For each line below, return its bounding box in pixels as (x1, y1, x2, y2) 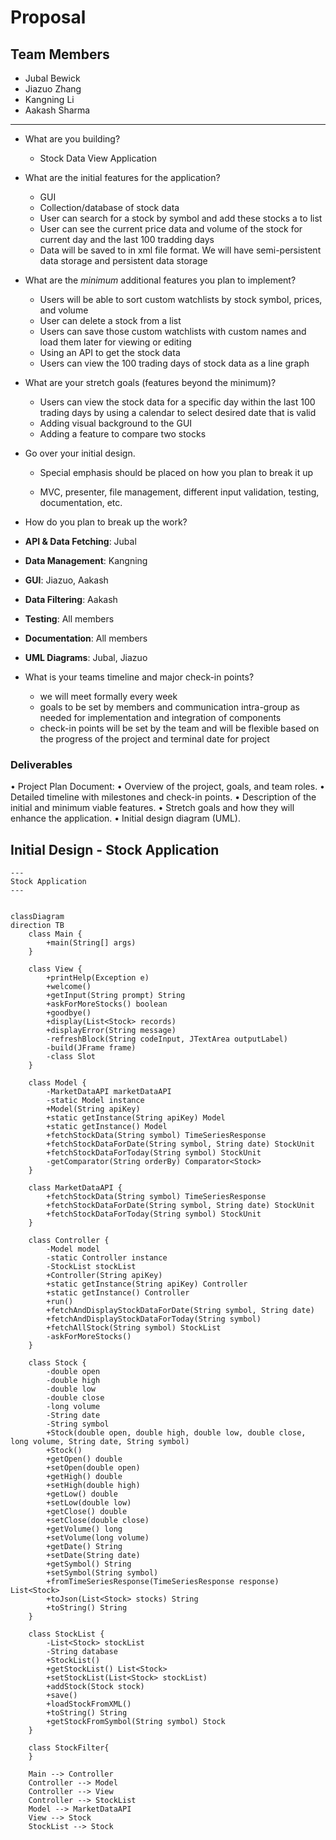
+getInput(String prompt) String (46, 991, 186, 1001)
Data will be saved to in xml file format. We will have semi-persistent (39, 244, 322, 256)
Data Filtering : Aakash (24, 594, 118, 605)
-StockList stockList (46, 1262, 137, 1272)
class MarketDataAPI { (28, 1183, 123, 1193)
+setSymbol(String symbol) (46, 1568, 159, 1578)
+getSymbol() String (46, 1559, 132, 1570)
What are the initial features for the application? (24, 172, 221, 183)
